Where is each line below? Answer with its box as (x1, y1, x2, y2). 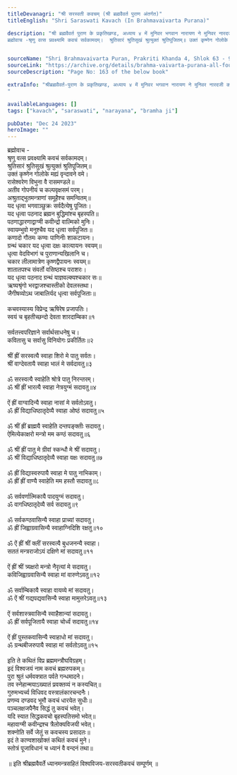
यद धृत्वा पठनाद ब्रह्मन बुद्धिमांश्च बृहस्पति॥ (7, 209, 99, 218)
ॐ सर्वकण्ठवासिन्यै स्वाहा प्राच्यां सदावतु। (7, 516, 95, 524)
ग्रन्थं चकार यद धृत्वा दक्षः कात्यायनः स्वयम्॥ (7, 241, 102, 250)
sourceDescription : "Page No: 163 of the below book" (7, 69, 169, 76)
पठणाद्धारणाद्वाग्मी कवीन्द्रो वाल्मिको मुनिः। (7, 217, 95, 226)
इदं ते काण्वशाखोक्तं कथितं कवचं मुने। (7, 736, 91, 745)
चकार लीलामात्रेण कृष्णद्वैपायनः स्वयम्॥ (7, 258, 90, 266)
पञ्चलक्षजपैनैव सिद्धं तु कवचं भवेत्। (7, 704, 85, 713)
